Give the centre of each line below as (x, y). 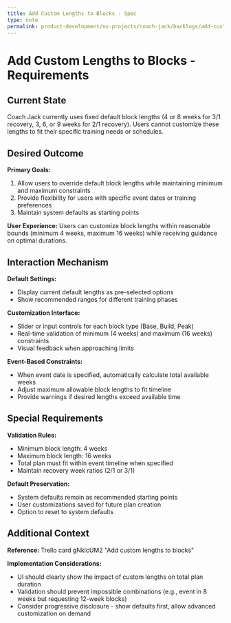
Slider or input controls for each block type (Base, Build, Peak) (105, 326)
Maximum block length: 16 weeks (64, 456)
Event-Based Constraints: (45, 361)
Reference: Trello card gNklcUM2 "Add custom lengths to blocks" (101, 550)
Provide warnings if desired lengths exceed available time (99, 397)
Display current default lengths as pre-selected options (95, 292)
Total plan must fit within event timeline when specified (95, 463)
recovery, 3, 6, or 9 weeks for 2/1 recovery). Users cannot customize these (113, 124)
